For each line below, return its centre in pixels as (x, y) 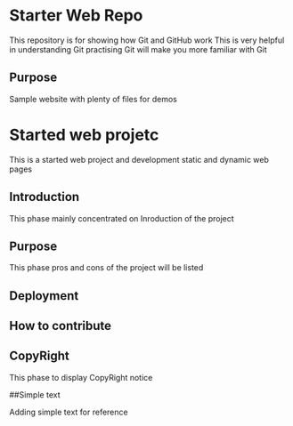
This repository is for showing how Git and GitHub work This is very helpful (147, 40)
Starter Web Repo (76, 16)
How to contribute (61, 326)
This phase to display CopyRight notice (81, 377)
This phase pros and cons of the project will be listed (106, 268)
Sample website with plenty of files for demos (94, 99)
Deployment (44, 296)
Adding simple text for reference (69, 412)
